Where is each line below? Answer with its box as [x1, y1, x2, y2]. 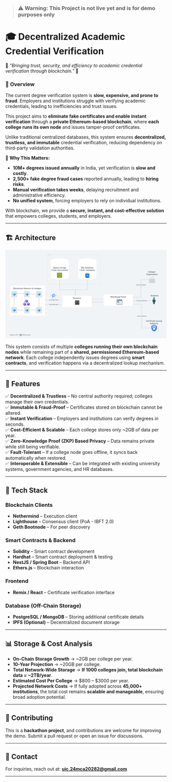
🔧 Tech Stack [5, 486, 48, 494]
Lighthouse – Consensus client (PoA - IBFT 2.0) [12, 519, 114, 525]
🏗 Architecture [5, 233, 56, 242]
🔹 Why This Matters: [5, 155, 50, 161]
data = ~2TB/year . [12, 672, 53, 678]
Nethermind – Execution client [12, 513, 78, 519]
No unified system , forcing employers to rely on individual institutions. [12, 198, 162, 204]
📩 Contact [5, 752, 38, 761]
